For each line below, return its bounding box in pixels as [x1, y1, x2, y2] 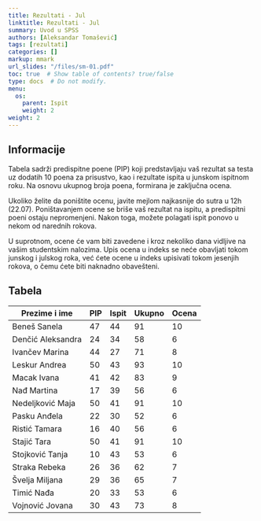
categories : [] [8, 48, 58, 56]
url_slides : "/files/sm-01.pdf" [8, 63, 114, 71]
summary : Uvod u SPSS [8, 26, 79, 34]
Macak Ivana [12, 371, 60, 382]
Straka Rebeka [12, 461, 66, 472]
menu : [8, 84, 26, 93]
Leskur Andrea [12, 359, 67, 370]
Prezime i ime [20, 308, 73, 319]
